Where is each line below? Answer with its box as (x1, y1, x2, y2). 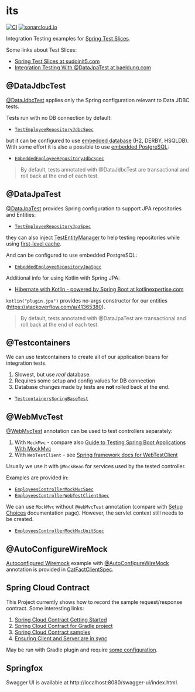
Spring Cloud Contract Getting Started (14, 616, 107, 623)
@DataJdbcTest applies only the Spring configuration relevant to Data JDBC (6, 96, 190, 103)
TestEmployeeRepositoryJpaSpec (14, 223, 91, 230)
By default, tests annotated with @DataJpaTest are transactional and (20, 314, 186, 321)
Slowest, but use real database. (14, 371, 91, 378)
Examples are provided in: (6, 474, 69, 481)
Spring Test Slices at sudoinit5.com (14, 58, 100, 65)
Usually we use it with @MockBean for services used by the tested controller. (6, 463, 186, 470)
